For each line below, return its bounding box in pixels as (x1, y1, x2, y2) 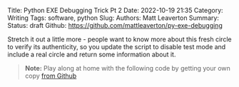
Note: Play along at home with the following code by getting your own (24, 64, 230, 72)
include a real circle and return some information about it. (7, 50, 176, 58)
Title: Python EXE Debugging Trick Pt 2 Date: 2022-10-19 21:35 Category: (7, 6, 223, 14)
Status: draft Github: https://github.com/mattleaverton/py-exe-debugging (7, 21, 223, 29)
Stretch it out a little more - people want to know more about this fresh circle (7, 35, 232, 43)
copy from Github (24, 71, 77, 80)
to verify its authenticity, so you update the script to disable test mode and (7, 43, 226, 51)
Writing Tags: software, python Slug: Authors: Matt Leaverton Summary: (7, 14, 220, 22)
